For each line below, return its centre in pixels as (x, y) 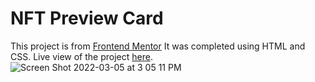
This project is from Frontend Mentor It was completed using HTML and (158, 46)
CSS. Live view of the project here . (81, 56)
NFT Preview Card (87, 18)
